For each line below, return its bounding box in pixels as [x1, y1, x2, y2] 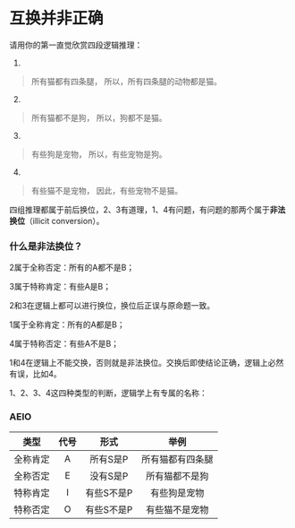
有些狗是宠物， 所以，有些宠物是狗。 [30, 149, 167, 160]
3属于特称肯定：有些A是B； [9, 281, 112, 292]
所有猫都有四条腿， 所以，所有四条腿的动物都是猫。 [30, 75, 222, 86]
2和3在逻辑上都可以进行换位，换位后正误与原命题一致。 [9, 300, 215, 311]
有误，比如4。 [9, 368, 63, 379]
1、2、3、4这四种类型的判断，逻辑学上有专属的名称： [9, 387, 207, 399]
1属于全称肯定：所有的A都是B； [9, 319, 125, 330]
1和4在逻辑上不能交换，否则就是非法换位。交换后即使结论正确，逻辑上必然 [9, 358, 284, 368]
